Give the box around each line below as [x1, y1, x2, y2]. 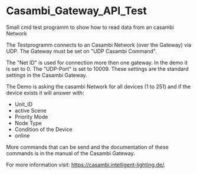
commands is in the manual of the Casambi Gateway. [6, 149, 136, 157]
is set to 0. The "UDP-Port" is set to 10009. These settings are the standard [6, 65, 189, 72]
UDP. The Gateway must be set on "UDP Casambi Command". [6, 47, 157, 54]
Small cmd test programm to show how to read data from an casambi [6, 24, 174, 31]
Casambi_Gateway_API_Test [6, 4, 147, 18]
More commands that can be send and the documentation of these [6, 143, 169, 150]
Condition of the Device [14, 126, 73, 133]
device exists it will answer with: [6, 89, 84, 96]
